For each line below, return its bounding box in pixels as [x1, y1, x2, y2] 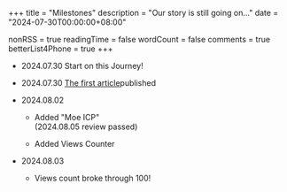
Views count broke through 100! [34, 173, 151, 183]
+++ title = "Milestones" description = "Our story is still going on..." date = [8, 8, 279, 18]
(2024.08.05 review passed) [34, 121, 138, 132]
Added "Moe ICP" [34, 112, 100, 122]
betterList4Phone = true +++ [8, 43, 113, 54]
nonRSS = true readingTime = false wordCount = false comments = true [8, 35, 271, 44]
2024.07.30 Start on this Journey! [20, 61, 143, 71]
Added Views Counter [34, 139, 115, 149]
